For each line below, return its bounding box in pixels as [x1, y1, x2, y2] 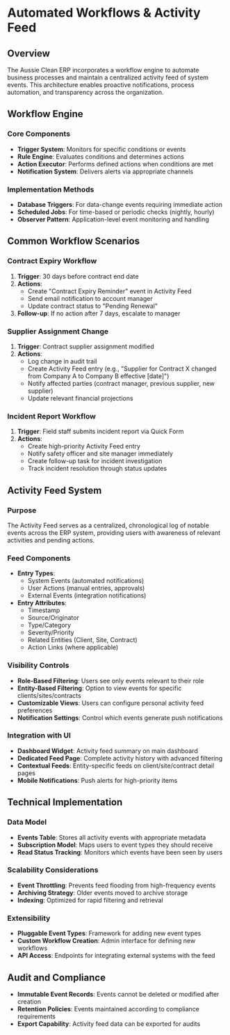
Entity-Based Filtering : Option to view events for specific [17, 684, 182, 692]
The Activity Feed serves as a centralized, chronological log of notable [7, 521, 210, 529]
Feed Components [7, 553, 71, 563]
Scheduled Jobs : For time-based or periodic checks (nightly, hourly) [17, 208, 215, 216]
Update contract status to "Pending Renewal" [27, 302, 158, 310]
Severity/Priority [27, 628, 74, 637]
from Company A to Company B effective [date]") [27, 371, 170, 380]
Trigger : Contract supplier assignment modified [17, 342, 154, 350]
